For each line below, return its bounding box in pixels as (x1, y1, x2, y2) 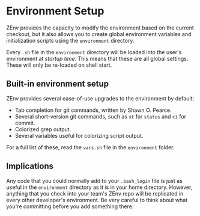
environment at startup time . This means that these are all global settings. (6, 55, 189, 62)
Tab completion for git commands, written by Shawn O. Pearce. (14, 106, 172, 114)
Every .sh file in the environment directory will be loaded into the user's (6, 48, 182, 55)
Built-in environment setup (6, 79, 109, 89)
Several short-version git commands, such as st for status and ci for (14, 113, 187, 120)
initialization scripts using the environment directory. (6, 37, 135, 44)
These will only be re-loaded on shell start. (6, 61, 112, 69)
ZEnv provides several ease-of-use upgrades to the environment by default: (6, 94, 195, 102)
